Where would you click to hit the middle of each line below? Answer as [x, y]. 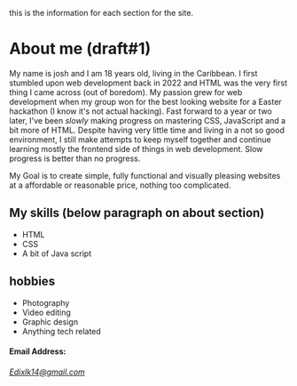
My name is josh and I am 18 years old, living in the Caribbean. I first [133, 73]
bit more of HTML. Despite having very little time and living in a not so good [147, 130]
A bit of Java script [56, 253]
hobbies [32, 281]
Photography [46, 302]
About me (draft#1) [80, 49]
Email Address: [38, 351]
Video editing [46, 312]
